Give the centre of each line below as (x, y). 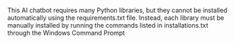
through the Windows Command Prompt (66, 33)
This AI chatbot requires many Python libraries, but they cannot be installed (117, 10)
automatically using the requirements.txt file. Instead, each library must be (116, 18)
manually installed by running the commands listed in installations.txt (108, 25)
